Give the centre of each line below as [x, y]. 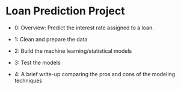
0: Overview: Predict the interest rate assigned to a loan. [84, 28]
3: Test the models [37, 62]
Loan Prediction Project [65, 11]
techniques [28, 80]
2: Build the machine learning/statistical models [73, 51]
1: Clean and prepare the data [51, 39]
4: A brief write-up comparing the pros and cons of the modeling [95, 74]
